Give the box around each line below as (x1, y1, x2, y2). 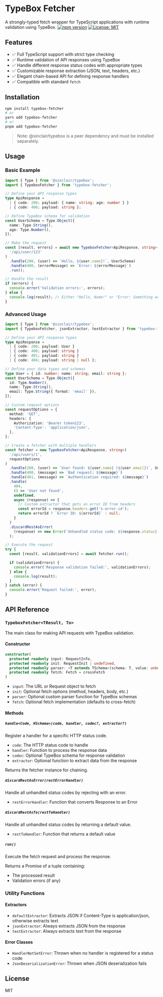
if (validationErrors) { (9, 560, 60, 565)
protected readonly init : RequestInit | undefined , (9, 661, 116, 666)
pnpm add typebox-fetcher (5, 124, 57, 129)
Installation (5, 93, 40, 101)
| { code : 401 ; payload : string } (9, 353, 79, 358)
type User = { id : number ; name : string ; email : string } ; (5, 371, 127, 376)
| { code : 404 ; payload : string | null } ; (9, 358, 97, 363)
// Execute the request (5, 542, 53, 547)
